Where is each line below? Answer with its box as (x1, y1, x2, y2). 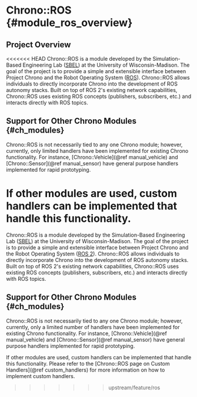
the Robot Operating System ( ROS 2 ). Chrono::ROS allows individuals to (6, 250, 180, 257)
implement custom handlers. (6, 372, 75, 379)
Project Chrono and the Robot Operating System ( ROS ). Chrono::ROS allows (6, 74, 190, 81)
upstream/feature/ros (108, 384, 161, 391)
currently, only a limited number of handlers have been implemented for (6, 323, 180, 330)
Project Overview (6, 40, 71, 50)
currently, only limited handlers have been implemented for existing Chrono (6, 147, 189, 154)
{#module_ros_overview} (6, 16, 133, 29)
